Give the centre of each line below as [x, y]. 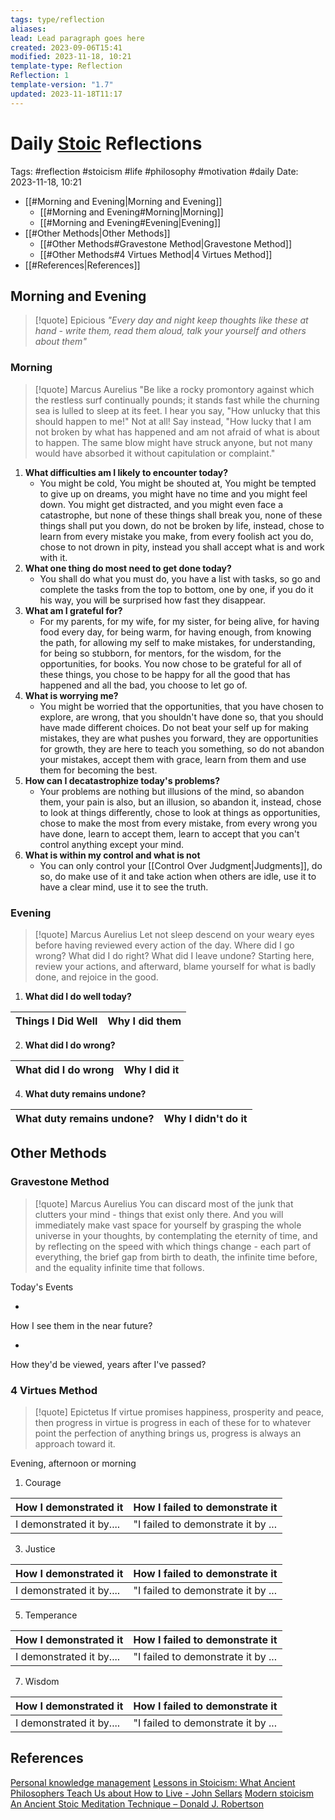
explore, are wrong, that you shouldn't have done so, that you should [181, 717]
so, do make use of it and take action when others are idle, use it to [178, 876]
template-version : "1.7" [62, 85]
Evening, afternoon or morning [73, 1463]
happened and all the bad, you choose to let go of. [143, 685]
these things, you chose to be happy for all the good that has [165, 674]
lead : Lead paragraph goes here [77, 38]
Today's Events [42, 1287]
